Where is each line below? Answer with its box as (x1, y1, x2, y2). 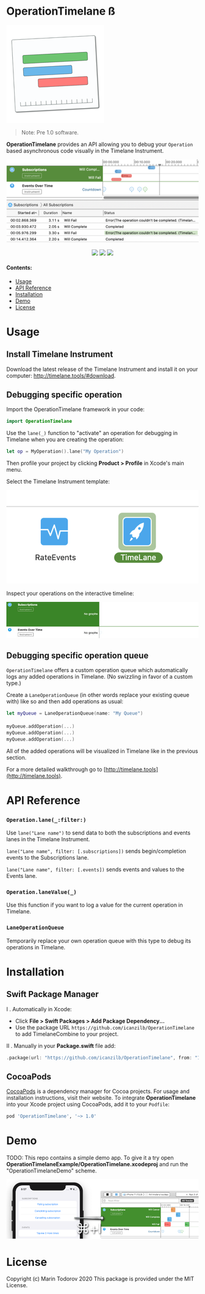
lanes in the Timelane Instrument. (6, 836, 90, 843)
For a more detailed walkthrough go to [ (6, 766, 106, 773)
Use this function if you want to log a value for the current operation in (6, 901, 183, 908)
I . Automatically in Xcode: (6, 1005, 72, 1012)
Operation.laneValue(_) (6, 889, 77, 896)
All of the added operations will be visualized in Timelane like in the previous (6, 747, 198, 755)
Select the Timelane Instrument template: (6, 478, 110, 485)
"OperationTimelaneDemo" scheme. (6, 1167, 97, 1174)
